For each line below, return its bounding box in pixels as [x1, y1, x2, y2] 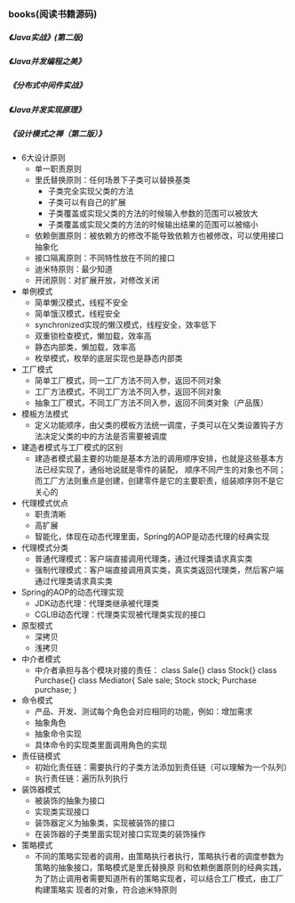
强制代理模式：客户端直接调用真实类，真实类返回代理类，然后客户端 [34, 564, 284, 576]
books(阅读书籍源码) [8, 7, 98, 20]
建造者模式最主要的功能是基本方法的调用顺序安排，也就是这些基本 [34, 453, 276, 464]
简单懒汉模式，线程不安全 [34, 297, 129, 308]
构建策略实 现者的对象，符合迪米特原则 [34, 884, 178, 895]
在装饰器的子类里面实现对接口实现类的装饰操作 [34, 829, 206, 840]
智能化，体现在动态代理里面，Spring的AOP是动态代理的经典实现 [34, 531, 270, 542]
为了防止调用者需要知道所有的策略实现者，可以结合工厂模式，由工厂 [34, 874, 284, 884]
